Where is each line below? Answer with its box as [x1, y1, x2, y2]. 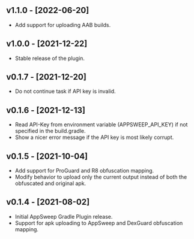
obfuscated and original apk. [14, 180, 86, 187]
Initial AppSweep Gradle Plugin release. [14, 213, 113, 220]
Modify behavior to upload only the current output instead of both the [14, 174, 187, 181]
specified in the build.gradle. [14, 128, 86, 135]
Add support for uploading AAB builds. [14, 21, 111, 28]
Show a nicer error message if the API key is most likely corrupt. [14, 134, 174, 141]
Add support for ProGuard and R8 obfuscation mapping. [14, 167, 154, 174]
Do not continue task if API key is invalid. [14, 87, 116, 95]
